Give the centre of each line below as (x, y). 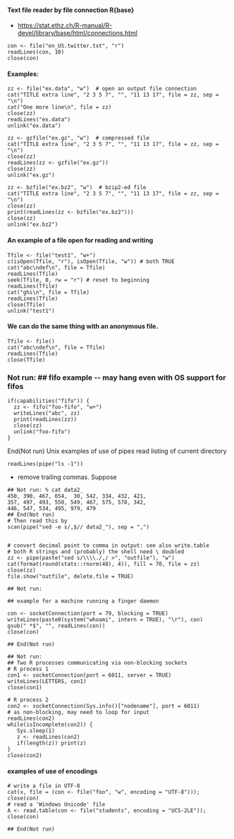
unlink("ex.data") (34, 126)
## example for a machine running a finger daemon (83, 601)
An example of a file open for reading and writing (80, 240)
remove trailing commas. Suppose (67, 477)
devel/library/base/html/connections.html (77, 33)
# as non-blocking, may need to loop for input (79, 713)
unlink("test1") (31, 310)
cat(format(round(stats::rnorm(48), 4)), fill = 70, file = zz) (104, 565)
